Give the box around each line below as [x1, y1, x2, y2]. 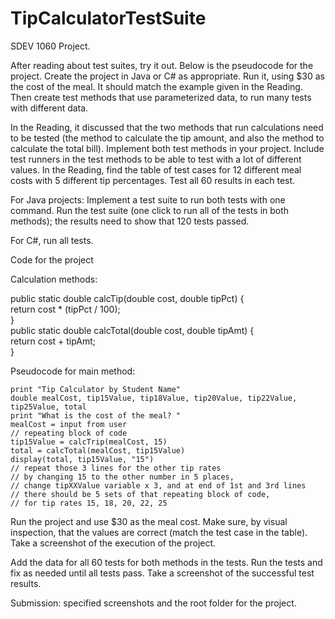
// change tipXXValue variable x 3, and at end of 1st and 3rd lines [10, 480, 307, 491]
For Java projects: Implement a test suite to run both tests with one [10, 193, 286, 206]
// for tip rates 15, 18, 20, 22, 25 [10, 498, 168, 508]
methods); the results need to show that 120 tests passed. [10, 215, 250, 227]
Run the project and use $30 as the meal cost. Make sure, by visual [10, 515, 288, 527]
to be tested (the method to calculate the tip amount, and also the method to [10, 132, 325, 144]
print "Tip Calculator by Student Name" [10, 384, 182, 394]
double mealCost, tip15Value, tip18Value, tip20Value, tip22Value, [10, 393, 298, 403]
